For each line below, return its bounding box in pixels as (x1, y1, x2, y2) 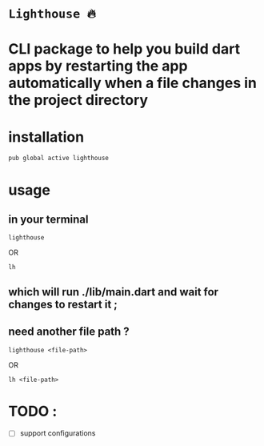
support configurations (19, 428, 96, 438)
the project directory (8, 91, 149, 110)
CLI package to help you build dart (8, 40, 241, 58)
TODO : (8, 402, 58, 420)
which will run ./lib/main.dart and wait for (8, 285, 218, 299)
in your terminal (8, 212, 89, 226)
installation (8, 127, 85, 146)
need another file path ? (8, 325, 130, 339)
